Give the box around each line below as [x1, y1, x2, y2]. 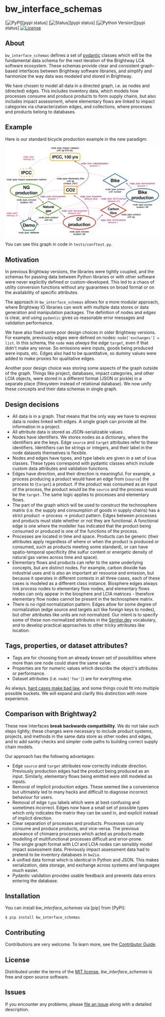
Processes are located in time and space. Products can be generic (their [12, 533, 159, 539]
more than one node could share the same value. [12, 660, 111, 666]
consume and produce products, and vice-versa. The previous [12, 825, 139, 831]
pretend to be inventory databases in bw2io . [12, 851, 101, 857]
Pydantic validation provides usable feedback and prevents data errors [12, 872, 156, 878]
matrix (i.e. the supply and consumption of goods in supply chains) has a [12, 507, 160, 513]
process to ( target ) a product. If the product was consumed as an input [12, 481, 158, 487]
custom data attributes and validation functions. [12, 465, 109, 471]
